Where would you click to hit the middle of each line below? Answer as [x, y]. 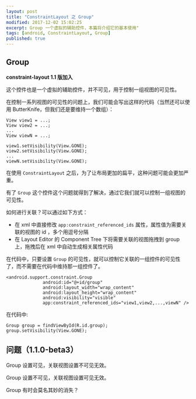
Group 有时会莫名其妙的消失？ [42, 390]
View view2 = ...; [28, 125]
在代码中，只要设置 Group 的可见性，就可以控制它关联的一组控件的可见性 [93, 259]
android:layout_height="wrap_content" [90, 293]
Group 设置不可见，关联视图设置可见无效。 [58, 377]
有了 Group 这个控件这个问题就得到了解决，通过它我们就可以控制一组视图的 [96, 192]
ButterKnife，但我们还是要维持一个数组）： [63, 109]
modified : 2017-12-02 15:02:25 [44, 22]
